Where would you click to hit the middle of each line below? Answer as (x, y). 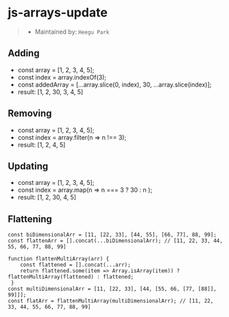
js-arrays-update (58, 13)
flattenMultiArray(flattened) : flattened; (71, 277)
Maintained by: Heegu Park (72, 32)
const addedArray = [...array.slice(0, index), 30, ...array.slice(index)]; (114, 85)
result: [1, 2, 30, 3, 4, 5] (50, 91)
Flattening (30, 219)
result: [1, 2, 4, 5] (41, 144)
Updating (28, 166)
